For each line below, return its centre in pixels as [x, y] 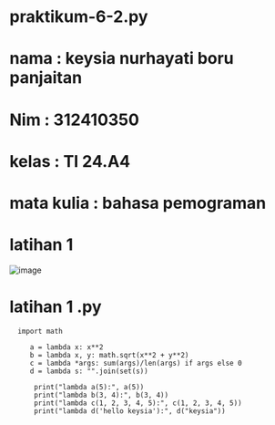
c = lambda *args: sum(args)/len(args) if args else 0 [136, 363]
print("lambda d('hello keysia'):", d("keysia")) [129, 411]
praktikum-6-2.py [79, 17]
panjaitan [46, 78]
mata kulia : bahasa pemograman [138, 203]
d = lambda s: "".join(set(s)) [89, 371]
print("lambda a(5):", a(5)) [89, 387]
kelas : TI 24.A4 [70, 161]
